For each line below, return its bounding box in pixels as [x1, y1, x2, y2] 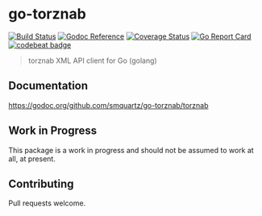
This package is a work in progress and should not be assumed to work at [8, 145, 254, 155]
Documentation [8, 79, 89, 93]
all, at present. [8, 154, 56, 164]
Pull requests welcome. [8, 198, 86, 208]
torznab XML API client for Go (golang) [27, 56, 157, 65]
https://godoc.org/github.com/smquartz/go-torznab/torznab [8, 100, 209, 110]
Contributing [8, 177, 74, 190]
